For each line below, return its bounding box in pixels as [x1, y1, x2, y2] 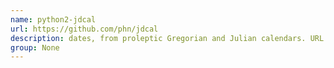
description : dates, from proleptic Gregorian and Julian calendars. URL [10, 33, 325, 43]
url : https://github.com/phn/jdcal [10, 24, 159, 34]
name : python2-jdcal [10, 14, 97, 25]
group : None [10, 42, 60, 53]
